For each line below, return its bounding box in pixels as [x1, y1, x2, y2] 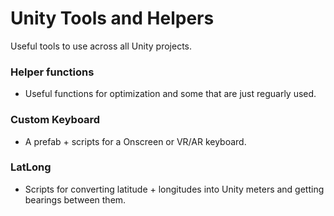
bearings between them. [24, 193, 127, 206]
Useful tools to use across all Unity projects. [10, 40, 193, 52]
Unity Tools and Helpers [10, 7, 215, 30]
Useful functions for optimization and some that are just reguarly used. [24, 88, 317, 100]
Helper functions [10, 65, 95, 79]
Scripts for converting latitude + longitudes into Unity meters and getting [24, 183, 325, 195]
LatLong [10, 160, 52, 174]
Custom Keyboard [10, 113, 101, 127]
